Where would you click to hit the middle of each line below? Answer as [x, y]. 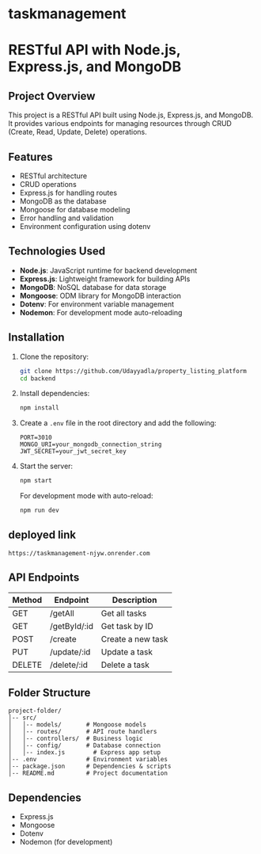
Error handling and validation [67, 218]
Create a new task [134, 639]
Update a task [127, 652]
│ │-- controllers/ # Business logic [76, 739]
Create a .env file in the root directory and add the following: [118, 423]
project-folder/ [35, 711]
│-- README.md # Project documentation [88, 773]
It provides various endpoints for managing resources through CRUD [120, 124]
